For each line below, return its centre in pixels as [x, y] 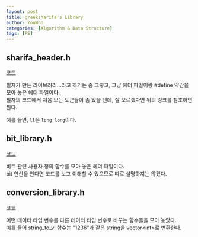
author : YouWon [25, 22]
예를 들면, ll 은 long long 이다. [41, 119]
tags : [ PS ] [20, 34]
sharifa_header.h [39, 58]
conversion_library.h [45, 193]
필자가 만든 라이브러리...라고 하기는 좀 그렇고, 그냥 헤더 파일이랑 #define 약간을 [98, 85]
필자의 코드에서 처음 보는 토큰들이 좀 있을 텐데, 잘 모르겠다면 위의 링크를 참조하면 [99, 100]
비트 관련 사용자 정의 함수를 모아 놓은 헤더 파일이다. [65, 166]
